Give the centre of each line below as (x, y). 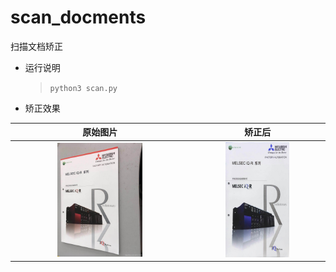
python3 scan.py (83, 88)
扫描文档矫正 (36, 46)
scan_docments (78, 17)
